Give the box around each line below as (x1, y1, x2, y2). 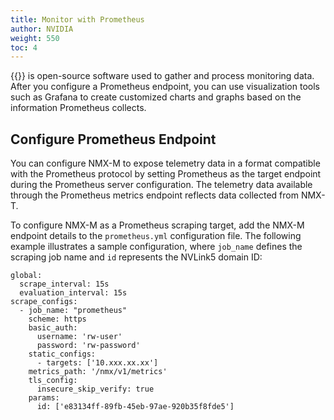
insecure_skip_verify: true (36, 384, 155, 395)
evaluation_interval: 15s (19, 288, 128, 298)
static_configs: (28, 349, 97, 360)
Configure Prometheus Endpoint (10, 131, 217, 148)
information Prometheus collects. (10, 102, 147, 114)
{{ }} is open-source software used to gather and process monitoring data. (10, 70, 315, 82)
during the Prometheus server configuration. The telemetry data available (10, 179, 313, 191)
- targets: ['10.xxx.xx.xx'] (36, 358, 159, 368)
